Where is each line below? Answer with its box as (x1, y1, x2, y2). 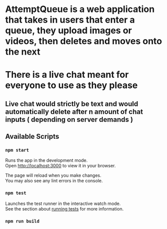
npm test (5, 190, 27, 196)
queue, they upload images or (5, 25, 132, 36)
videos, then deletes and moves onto (5, 36, 162, 47)
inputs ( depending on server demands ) (5, 115, 133, 124)
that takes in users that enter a (5, 14, 135, 26)
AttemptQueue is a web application (5, 4, 155, 15)
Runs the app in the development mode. (5, 157, 88, 163)
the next (5, 46, 41, 58)
